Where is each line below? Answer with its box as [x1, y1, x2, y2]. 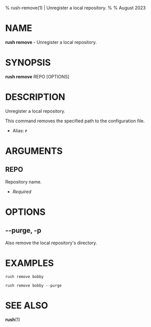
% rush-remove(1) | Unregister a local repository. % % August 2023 [5, 5, 146, 11]
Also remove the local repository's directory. [5, 240, 97, 246]
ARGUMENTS [5, 146, 63, 157]
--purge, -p [5, 226, 42, 235]
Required [12, 189, 32, 195]
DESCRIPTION [5, 91, 65, 103]
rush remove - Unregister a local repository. [5, 39, 97, 45]
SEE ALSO [5, 300, 48, 311]
